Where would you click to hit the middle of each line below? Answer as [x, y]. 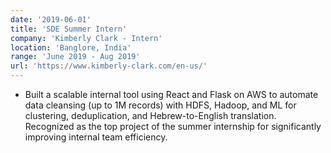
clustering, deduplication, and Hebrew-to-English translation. [150, 115]
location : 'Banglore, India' [71, 47]
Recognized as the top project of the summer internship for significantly [173, 126]
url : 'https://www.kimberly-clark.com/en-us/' [109, 66]
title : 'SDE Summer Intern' [69, 29]
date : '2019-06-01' [51, 19]
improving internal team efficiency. [96, 137]
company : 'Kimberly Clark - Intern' [86, 38]
